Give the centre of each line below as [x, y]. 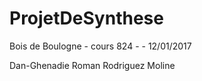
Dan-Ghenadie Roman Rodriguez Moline [92, 65]
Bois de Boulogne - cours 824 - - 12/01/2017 [100, 46]
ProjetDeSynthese [86, 18]
